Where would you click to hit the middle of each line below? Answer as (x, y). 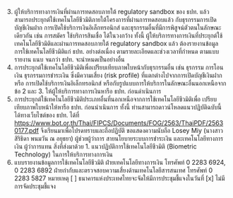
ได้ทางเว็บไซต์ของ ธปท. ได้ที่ (47, 115)
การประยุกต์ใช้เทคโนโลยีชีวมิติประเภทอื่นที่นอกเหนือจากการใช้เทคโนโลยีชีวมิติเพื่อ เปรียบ (115, 99)
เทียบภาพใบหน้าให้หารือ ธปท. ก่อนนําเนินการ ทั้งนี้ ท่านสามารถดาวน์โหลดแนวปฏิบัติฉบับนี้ (118, 107)
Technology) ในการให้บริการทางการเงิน (63, 154)
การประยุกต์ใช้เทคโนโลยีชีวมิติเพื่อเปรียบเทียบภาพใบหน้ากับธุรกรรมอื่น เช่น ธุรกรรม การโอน (119, 67)
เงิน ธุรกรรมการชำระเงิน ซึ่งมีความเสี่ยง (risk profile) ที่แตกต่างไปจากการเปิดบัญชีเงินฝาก (118, 75)
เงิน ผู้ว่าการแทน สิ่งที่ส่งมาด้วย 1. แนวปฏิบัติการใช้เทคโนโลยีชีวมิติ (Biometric (105, 146)
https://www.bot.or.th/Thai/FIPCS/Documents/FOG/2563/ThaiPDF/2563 (119, 123)
